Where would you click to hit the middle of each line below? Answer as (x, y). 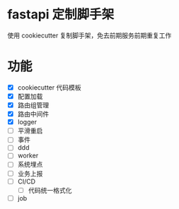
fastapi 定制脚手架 (61, 14)
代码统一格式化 (50, 190)
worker (28, 155)
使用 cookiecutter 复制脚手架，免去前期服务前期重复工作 (89, 35)
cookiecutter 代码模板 (49, 87)
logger (27, 122)
